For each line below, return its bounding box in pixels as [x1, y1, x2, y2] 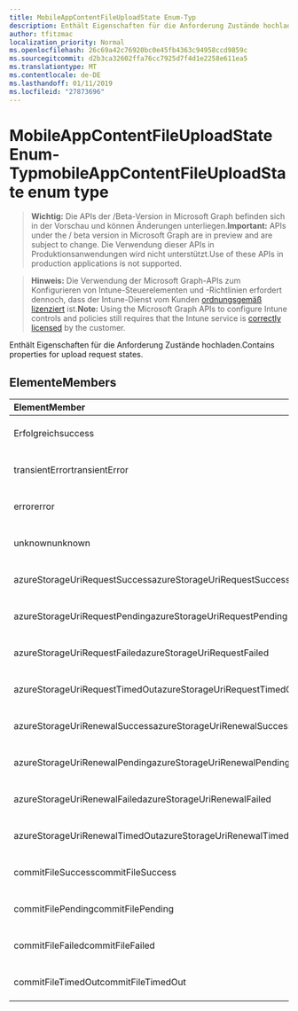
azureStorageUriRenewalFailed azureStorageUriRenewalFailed [13, 793, 272, 805]
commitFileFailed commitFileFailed [13, 939, 155, 952]
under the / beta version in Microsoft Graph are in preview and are [30, 230, 273, 240]
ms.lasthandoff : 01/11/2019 [9, 79, 114, 88]
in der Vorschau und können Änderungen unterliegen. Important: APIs [30, 221, 286, 231]
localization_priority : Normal [9, 37, 125, 47]
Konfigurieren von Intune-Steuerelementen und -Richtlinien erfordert [30, 285, 282, 295]
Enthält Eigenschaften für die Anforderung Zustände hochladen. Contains [9, 340, 275, 350]
